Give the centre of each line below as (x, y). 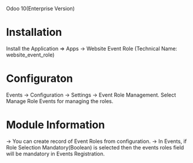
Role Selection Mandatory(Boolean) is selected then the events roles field (95, 147)
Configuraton (40, 79)
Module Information (56, 125)
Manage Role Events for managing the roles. (60, 101)
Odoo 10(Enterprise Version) (41, 9)
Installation (34, 32)
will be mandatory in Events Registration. (55, 154)
